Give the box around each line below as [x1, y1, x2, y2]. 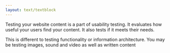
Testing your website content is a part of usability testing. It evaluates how [5, 21, 162, 27]
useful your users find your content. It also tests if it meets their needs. [5, 26, 155, 33]
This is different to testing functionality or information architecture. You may [5, 36, 165, 42]
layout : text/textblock [5, 7, 56, 13]
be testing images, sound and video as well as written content [5, 41, 136, 48]
